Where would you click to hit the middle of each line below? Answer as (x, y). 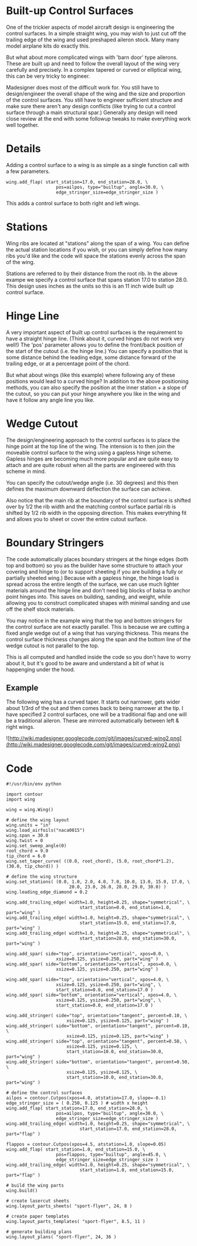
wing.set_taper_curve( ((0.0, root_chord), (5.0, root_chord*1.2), (90, 861)
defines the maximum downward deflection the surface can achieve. (89, 489)
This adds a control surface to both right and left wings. (73, 203)
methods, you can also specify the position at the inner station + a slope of (96, 387)
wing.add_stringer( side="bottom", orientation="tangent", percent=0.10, (98, 1026)
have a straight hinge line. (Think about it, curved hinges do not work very (95, 338)
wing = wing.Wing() (30, 810)
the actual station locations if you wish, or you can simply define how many (97, 249)
